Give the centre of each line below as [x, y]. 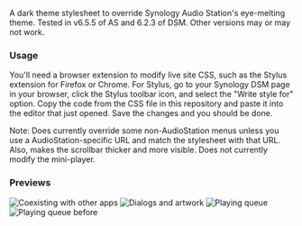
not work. [27, 32]
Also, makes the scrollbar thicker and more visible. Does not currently [139, 150]
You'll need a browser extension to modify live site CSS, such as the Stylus [148, 75]
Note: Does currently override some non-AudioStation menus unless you [144, 131]
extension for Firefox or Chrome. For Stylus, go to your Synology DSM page [150, 85]
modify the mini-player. [53, 159]
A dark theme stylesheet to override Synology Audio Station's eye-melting [147, 13]
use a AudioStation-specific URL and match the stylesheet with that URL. [145, 140]
